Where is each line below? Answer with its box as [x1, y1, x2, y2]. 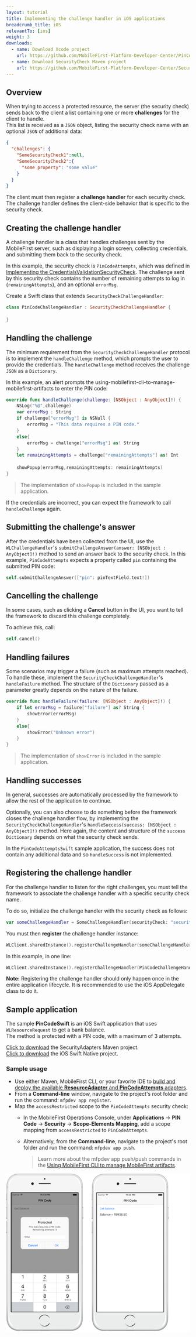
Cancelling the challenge [6, 591, 99, 601]
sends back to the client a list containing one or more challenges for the [6, 109, 180, 116]
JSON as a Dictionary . [6, 367, 57, 374]
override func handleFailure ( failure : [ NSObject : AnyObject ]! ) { [6, 698, 171, 705]
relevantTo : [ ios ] [6, 28, 51, 34]
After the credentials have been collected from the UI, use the [6, 537, 155, 544]
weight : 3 [6, 34, 30, 40]
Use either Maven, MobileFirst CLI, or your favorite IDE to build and [14, 1078, 176, 1085]
